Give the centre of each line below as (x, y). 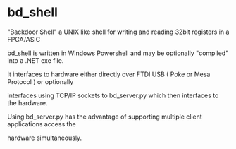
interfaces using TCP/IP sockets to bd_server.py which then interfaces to (113, 95)
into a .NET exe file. (36, 60)
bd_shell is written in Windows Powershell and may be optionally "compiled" (118, 53)
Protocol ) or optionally (41, 81)
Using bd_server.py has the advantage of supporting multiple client (105, 117)
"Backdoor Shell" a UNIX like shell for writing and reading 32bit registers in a (118, 32)
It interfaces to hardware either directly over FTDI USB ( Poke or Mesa (109, 74)
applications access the (42, 124)
